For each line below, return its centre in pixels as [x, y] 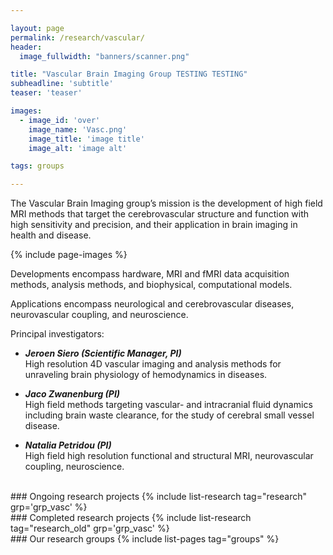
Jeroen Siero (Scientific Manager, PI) [103, 353]
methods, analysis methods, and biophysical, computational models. [151, 285]
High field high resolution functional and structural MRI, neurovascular [169, 456]
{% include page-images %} [69, 255]
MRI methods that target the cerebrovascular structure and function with [159, 214]
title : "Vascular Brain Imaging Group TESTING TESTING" [129, 74]
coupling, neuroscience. [74, 467]
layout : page [37, 28]
